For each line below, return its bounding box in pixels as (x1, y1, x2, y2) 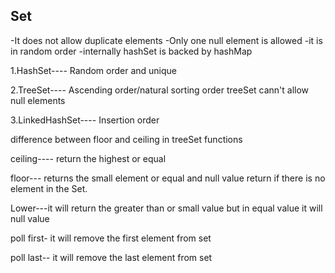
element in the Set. (10, 182, 88, 194)
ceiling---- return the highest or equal (10, 152, 167, 164)
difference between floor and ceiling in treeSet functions (10, 133, 243, 145)
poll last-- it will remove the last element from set (10, 251, 213, 263)
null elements (10, 94, 66, 106)
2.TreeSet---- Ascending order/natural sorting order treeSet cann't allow (10, 84, 310, 96)
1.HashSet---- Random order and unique (10, 64, 178, 76)
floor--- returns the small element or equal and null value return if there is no (10, 172, 326, 184)
